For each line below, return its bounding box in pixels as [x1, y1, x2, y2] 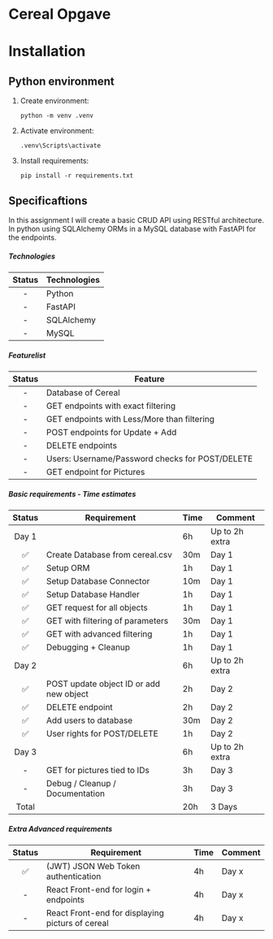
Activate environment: [19, 126, 95, 136]
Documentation [45, 788, 106, 799]
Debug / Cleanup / [45, 777, 116, 789]
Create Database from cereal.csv [45, 549, 172, 560]
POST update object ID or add [45, 678, 161, 689]
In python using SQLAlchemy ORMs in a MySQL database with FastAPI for [8, 224, 256, 233]
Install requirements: [19, 156, 89, 166]
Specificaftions [8, 193, 88, 207]
